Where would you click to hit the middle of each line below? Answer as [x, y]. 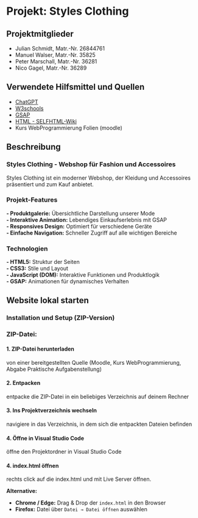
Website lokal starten [48, 301]
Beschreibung [34, 147]
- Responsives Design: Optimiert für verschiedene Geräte [79, 226]
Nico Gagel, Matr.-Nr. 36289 [51, 68]
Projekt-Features [32, 200]
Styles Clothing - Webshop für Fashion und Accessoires [91, 164]
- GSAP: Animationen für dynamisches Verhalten [68, 282]
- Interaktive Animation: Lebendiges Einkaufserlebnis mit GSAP [87, 220]
